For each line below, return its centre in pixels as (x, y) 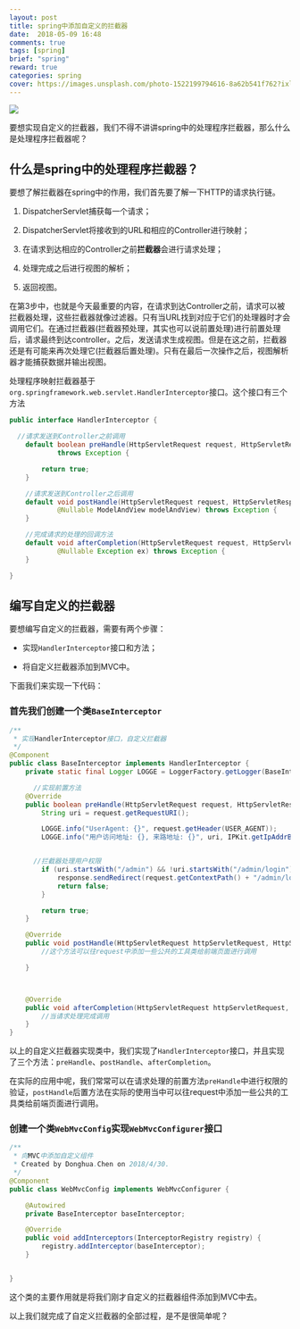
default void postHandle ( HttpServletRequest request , (127, 502)
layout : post (33, 17)
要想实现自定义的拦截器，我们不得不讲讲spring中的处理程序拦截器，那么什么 (150, 127)
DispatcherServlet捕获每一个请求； (87, 212)
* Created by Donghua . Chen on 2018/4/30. (91, 1165)
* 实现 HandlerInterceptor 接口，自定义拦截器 (90, 739)
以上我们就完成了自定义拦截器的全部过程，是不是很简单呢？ (119, 1316)
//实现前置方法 (57, 788)
